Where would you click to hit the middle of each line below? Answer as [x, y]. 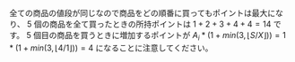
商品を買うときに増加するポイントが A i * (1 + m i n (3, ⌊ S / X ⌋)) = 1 [172, 36]
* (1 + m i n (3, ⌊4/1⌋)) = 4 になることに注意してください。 [111, 48]
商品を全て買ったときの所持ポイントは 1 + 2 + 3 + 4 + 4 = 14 [160, 24]
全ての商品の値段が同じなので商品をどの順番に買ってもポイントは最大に [143, 13]
